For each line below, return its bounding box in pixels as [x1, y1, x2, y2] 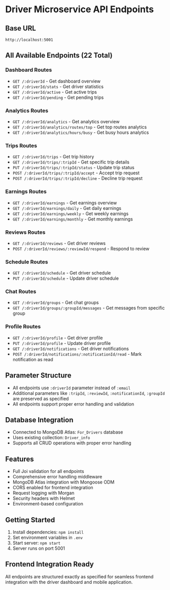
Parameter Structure [5, 371, 72, 380]
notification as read [12, 356, 53, 362]
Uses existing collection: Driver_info [12, 435, 90, 441]
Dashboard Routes [5, 66, 52, 73]
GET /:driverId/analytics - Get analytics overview [12, 118, 120, 124]
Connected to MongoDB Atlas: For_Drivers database [12, 429, 123, 435]
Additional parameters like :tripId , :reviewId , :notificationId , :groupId [12, 390, 165, 396]
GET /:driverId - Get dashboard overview [12, 78, 101, 84]
